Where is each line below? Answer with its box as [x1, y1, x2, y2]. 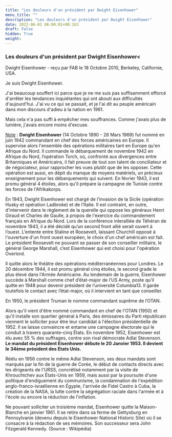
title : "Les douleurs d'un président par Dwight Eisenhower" [5, 7, 139, 13]
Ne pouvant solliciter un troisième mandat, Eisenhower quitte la [5, 404, 139, 410]
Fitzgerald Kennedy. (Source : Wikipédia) [5, 426, 92, 432]
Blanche [5, 409, 23, 415]
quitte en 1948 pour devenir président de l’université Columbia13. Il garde [5, 283, 159, 289]
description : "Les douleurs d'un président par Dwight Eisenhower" [5, 17, 153, 22]
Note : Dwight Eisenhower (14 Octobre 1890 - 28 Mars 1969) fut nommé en [5, 132, 165, 138]
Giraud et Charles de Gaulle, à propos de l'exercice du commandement [5, 212, 155, 218]
